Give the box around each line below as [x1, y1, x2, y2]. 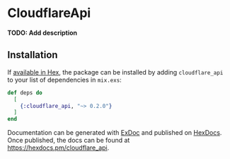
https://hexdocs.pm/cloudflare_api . [7, 143, 110, 152]
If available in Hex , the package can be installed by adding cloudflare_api [7, 67, 224, 76]
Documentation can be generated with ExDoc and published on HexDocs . [7, 128, 222, 137]
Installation [7, 49, 58, 61]
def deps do [7, 89, 42, 97]
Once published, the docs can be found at [7, 136, 130, 145]
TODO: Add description [7, 28, 78, 37]
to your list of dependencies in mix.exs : [7, 75, 122, 84]
